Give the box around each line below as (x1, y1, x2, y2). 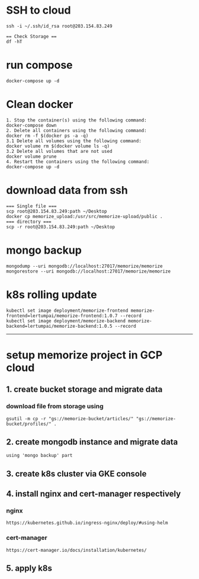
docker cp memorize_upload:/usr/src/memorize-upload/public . (6, 213, 163, 219)
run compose (6, 59, 73, 72)
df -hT (6, 39, 23, 44)
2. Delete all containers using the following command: (6, 127, 147, 133)
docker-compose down (6, 122, 57, 128)
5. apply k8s (6, 564, 52, 574)
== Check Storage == (6, 33, 57, 39)
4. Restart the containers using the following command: (6, 158, 150, 165)
